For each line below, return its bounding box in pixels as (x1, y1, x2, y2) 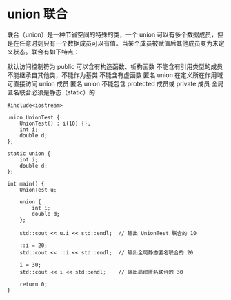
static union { (7, 150, 51, 157)
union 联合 (7, 6, 68, 22)
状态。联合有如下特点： (12, 48, 80, 56)
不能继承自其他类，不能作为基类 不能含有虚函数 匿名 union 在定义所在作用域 (7, 70, 223, 79)
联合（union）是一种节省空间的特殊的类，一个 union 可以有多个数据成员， (7, 30, 218, 39)
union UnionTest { (7, 114, 60, 121)
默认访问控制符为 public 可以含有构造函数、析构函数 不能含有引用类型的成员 (7, 62, 223, 70)
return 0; (19, 281, 48, 288)
